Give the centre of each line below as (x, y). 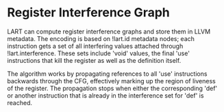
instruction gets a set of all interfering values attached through (95, 46)
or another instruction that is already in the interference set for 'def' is (105, 95)
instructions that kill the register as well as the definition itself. (94, 60)
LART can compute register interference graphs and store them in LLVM (109, 31)
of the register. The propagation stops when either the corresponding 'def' (112, 88)
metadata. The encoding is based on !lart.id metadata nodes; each (101, 38)
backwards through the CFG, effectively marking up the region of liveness (111, 81)
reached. (20, 102)
